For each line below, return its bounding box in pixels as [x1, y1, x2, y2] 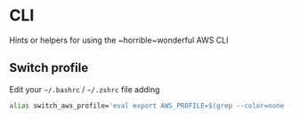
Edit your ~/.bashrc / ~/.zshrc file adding [9, 83, 160, 94]
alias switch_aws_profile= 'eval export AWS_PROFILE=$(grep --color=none [9, 101, 285, 110]
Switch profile [9, 60, 89, 75]
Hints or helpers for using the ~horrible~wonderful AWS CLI [9, 35, 229, 45]
